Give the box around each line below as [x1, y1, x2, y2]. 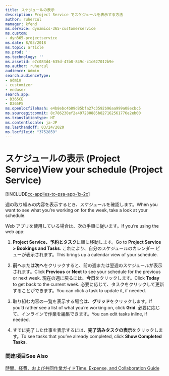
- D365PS [5, 101, 24, 106]
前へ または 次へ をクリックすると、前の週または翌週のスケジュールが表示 [12, 262, 163, 268]
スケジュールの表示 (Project [5, 152, 121, 164]
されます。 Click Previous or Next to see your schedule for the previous [12, 268, 161, 275]
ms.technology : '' [5, 54, 44, 60]
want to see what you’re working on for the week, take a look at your [5, 207, 148, 213]
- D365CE [5, 96, 24, 101]
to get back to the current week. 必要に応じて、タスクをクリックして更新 [12, 281, 164, 288]
